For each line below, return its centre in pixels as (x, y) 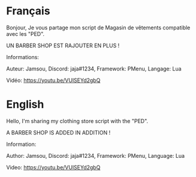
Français (28, 11)
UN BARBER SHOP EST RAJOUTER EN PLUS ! (63, 45)
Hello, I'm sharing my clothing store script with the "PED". (77, 121)
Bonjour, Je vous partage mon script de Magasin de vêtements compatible (98, 28)
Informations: (22, 57)
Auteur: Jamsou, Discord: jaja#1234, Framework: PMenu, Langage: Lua (94, 68)
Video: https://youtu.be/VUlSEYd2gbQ (53, 167)
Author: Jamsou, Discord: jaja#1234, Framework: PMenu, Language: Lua (95, 155)
